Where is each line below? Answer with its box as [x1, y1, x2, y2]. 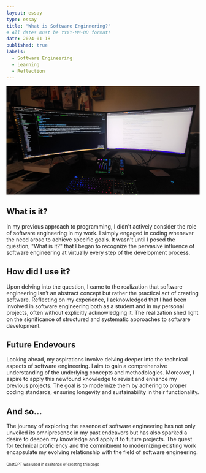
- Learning [12, 61, 40, 67]
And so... [6, 406, 42, 417]
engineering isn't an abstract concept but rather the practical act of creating [6, 289, 199, 297]
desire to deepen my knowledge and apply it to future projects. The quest [6, 436, 193, 443]
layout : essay [6, 10, 43, 16]
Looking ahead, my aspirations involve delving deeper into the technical [6, 356, 188, 363]
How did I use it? [6, 267, 71, 277]
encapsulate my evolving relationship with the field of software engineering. [6, 448, 198, 456]
